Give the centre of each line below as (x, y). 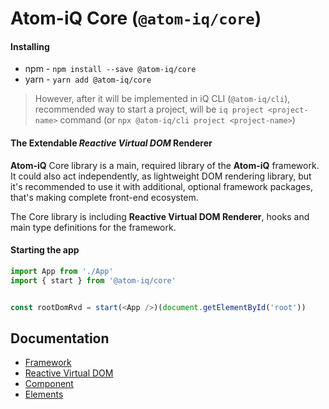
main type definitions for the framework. (93, 227)
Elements (44, 394)
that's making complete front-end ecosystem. (104, 197)
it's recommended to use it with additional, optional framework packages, (161, 186)
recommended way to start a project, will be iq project (149, 109)
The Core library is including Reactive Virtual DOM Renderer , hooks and (160, 216)
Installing (30, 46)
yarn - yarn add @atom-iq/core (88, 79)
